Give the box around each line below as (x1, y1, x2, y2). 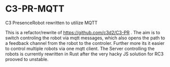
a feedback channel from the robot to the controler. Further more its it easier (5, 40, 165, 46)
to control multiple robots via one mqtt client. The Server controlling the (5, 45, 155, 51)
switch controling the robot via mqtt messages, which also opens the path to (5, 35, 165, 41)
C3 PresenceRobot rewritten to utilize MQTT (5, 20, 98, 26)
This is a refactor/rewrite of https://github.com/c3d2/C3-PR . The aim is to (5, 29, 160, 35)
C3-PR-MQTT (5, 3, 64, 15)
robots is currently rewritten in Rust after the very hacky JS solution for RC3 (5, 51, 164, 57)
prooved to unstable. (5, 56, 49, 62)
